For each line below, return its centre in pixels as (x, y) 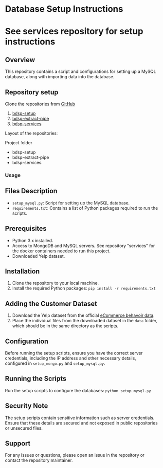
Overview (20, 60)
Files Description (31, 191)
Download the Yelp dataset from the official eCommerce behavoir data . (83, 315)
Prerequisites (26, 229)
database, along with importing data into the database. (60, 77)
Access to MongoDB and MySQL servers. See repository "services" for (83, 245)
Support (18, 443)
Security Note (27, 406)
